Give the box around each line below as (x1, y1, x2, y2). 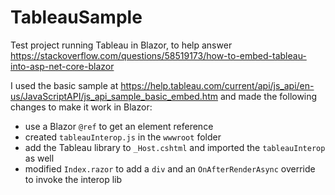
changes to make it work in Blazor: (10, 101, 153, 113)
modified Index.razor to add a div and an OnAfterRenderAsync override (24, 162, 316, 175)
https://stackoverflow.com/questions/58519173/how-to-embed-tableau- (10, 49, 307, 61)
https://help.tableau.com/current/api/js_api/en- (120, 79, 315, 91)
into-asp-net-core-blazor (10, 60, 115, 72)
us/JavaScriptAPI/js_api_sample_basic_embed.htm (10, 90, 218, 102)
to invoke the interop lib (24, 173, 123, 185)
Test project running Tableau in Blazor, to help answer (10, 39, 233, 51)
